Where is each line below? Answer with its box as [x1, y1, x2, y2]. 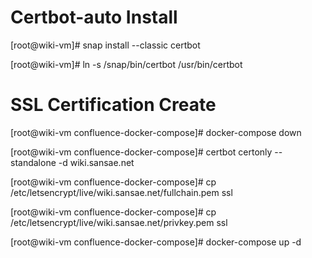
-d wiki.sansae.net [58, 156, 135, 168]
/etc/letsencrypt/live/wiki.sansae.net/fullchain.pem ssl [10, 186, 233, 198]
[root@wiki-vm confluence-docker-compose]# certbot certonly [10, 146, 273, 158]
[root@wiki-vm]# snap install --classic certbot [10, 39, 201, 51]
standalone [10, 156, 57, 168]
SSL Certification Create [10, 94, 217, 116]
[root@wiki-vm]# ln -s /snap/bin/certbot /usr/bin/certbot [10, 58, 243, 70]
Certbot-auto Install [10, 6, 178, 29]
